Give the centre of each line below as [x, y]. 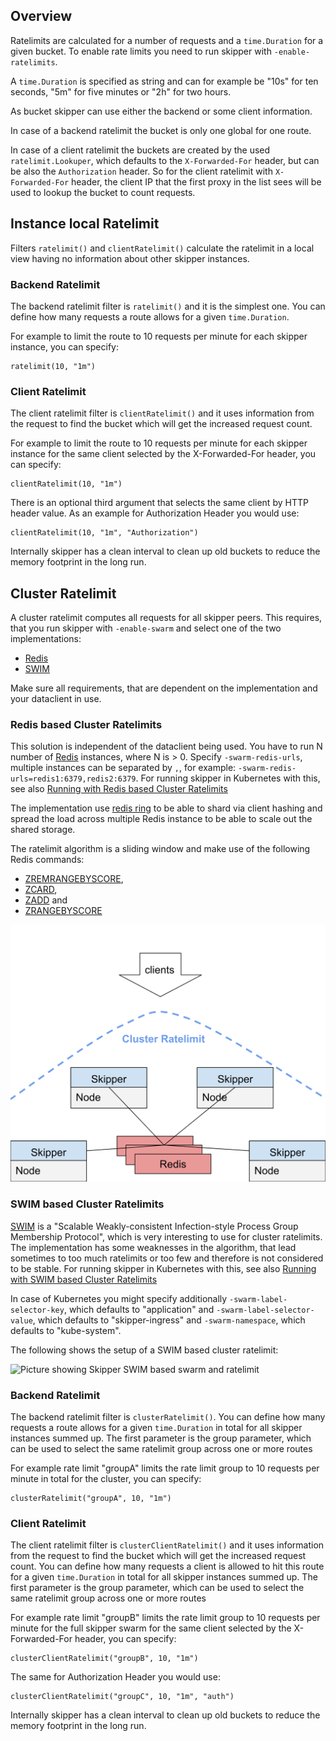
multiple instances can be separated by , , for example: [123, 768]
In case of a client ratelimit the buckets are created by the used [140, 150]
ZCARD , [41, 890]
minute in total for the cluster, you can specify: [106, 1478]
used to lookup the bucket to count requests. [103, 192]
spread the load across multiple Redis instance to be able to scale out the [161, 819]
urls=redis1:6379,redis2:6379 [73, 779]
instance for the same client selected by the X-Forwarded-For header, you [163, 454]
